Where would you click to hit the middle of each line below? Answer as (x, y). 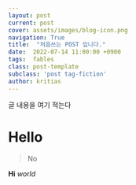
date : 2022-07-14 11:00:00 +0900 (65, 52)
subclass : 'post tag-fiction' (58, 74)
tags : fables (31, 60)
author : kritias (35, 81)
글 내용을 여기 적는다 (40, 105)
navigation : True (37, 37)
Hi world (22, 174)
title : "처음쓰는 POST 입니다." (57, 45)
